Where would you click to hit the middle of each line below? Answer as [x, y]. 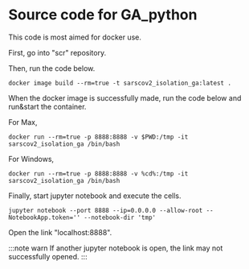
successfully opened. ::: [48, 256]
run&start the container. [47, 106]
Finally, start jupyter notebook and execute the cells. [95, 196]
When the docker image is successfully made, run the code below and [125, 97]
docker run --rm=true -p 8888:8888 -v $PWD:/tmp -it [98, 137]
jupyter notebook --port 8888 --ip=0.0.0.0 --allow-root [106, 210]
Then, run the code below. [52, 68]
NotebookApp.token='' [45, 217]
